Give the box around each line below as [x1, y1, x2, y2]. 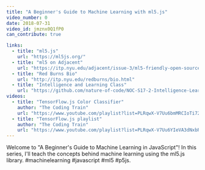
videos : [6, 93, 26, 100]
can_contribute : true [6, 32, 62, 38]
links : [6, 42, 23, 49]
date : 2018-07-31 [6, 20, 51, 26]
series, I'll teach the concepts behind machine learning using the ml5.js [6, 150, 185, 158]
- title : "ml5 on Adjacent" [12, 59, 84, 66]
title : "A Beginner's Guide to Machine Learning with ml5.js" [6, 8, 168, 15]
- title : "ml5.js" [12, 48, 59, 55]
